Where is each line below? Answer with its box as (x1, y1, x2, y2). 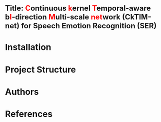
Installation (5, 42, 52, 53)
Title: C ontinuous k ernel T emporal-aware (5, 3, 151, 13)
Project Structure (5, 64, 76, 75)
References (5, 108, 53, 120)
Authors (5, 86, 39, 97)
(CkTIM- (122, 12, 152, 22)
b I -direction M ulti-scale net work (5, 12, 121, 22)
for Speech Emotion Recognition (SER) (21, 21, 157, 31)
